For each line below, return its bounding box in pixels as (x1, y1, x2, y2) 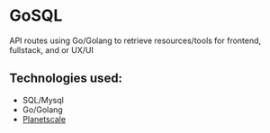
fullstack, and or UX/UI (9, 44, 94, 55)
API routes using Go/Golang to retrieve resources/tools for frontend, (9, 35, 262, 46)
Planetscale (22, 113, 66, 124)
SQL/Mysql (22, 94, 65, 105)
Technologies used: (9, 71, 123, 86)
